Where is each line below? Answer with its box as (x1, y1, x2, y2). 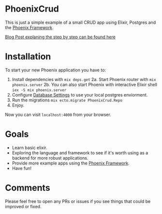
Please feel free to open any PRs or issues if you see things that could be (5, 198, 151, 204)
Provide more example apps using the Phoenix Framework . (12, 160, 130, 166)
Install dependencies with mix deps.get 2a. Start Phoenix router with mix (12, 76, 156, 82)
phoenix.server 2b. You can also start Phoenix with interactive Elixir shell (12, 82, 157, 87)
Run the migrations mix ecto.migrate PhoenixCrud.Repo (12, 97, 122, 103)
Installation (5, 51, 51, 62)
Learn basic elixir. (12, 145, 47, 150)
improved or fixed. (5, 203, 42, 209)
